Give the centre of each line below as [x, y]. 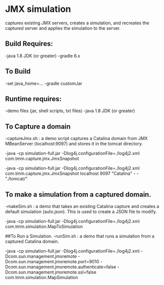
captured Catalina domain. [32, 241]
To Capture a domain [38, 126]
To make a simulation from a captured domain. [78, 194]
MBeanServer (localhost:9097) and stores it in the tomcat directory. [74, 144]
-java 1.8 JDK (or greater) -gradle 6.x [43, 56]
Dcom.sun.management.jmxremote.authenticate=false [61, 267]
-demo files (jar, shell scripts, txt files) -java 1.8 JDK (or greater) [70, 111]
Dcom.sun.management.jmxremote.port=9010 [52, 261]
